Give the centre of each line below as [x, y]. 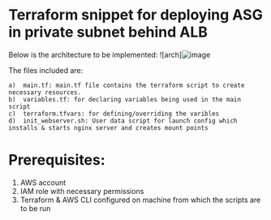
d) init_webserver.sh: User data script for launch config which [123, 121]
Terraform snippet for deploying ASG [136, 15]
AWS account [43, 182]
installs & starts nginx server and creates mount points [108, 127]
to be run [35, 208]
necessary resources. [45, 92]
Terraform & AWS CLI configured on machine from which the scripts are [140, 200]
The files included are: [46, 70]
